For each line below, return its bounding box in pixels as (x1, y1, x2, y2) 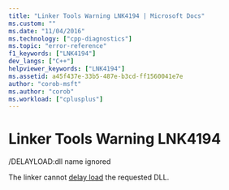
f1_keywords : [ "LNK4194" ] (8, 50, 96, 58)
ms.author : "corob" (8, 87, 75, 96)
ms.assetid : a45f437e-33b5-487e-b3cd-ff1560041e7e (8, 72, 184, 80)
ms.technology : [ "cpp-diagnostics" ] (8, 34, 132, 43)
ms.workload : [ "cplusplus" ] (8, 95, 104, 103)
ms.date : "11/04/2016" (8, 27, 85, 35)
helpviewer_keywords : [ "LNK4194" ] (8, 65, 126, 73)
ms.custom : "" (8, 19, 57, 28)
